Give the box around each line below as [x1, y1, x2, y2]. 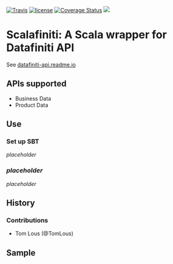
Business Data [15, 95, 52, 102]
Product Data [15, 101, 49, 109]
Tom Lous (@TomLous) [15, 230, 74, 237]
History [6, 198, 35, 209]
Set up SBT [6, 137, 39, 146]
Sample [6, 248, 36, 258]
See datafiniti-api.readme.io [6, 61, 76, 68]
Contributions [6, 216, 49, 225]
